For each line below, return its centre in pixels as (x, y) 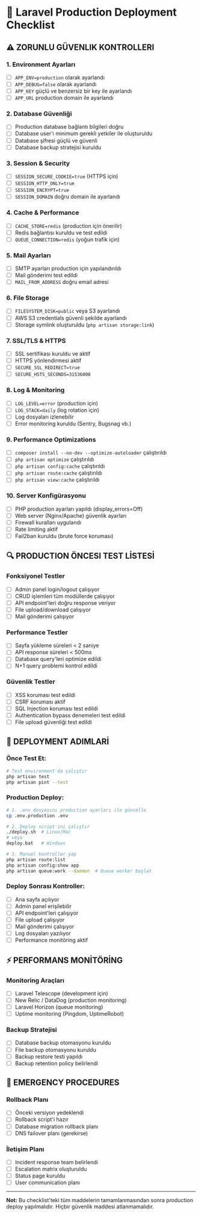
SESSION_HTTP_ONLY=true (45, 184)
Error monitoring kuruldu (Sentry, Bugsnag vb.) (73, 423)
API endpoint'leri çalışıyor (47, 913)
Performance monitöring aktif (51, 940)
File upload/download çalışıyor (53, 609)
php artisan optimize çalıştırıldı (54, 459)
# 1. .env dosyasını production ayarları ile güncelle (76, 810)
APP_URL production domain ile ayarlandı (64, 98)
